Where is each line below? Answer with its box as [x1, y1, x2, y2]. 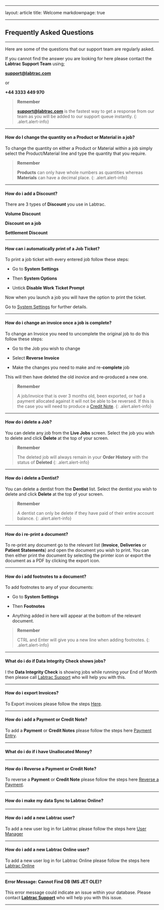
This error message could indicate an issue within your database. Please [5, 889, 151, 895]
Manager [5, 831, 23, 837]
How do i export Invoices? [5, 690, 59, 696]
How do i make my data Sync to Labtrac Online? [5, 798, 104, 804]
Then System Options [12, 275, 58, 282]
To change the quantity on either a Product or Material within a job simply [5, 145, 153, 151]
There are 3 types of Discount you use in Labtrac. [5, 201, 106, 207]
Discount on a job [5, 220, 41, 226]
